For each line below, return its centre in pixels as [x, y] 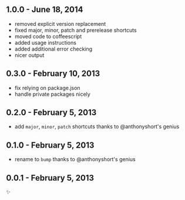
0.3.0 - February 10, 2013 [53, 74]
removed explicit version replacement [60, 24]
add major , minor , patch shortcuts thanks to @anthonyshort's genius [97, 126]
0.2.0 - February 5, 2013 [51, 113]
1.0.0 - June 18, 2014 [45, 10]
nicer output [29, 55]
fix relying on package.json [47, 88]
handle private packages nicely [53, 94]
